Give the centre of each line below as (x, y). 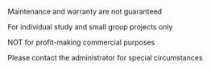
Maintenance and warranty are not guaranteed (85, 12)
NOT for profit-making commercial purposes (81, 42)
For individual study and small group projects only (90, 27)
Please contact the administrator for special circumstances (105, 58)
